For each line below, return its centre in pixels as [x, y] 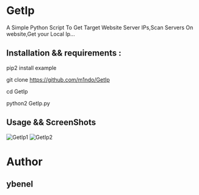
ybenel [20, 184]
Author [24, 161]
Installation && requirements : [64, 53]
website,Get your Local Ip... [41, 34]
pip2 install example [31, 68]
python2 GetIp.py [28, 103]
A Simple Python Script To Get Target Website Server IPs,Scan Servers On [100, 27]
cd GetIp [17, 91]
